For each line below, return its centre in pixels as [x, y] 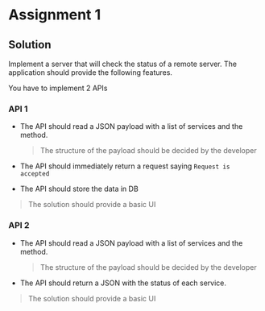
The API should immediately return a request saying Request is [125, 166]
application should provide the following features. [91, 73]
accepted [35, 174]
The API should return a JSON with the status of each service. [123, 283]
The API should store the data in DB [79, 189]
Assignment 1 [55, 15]
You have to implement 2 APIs [58, 88]
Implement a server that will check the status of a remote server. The [123, 64]
